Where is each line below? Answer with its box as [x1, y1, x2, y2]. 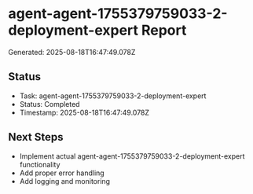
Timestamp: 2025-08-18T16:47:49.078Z [19, 108, 150, 117]
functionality [19, 159, 60, 169]
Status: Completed [19, 99, 80, 108]
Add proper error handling [19, 168, 104, 178]
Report [141, 21, 187, 39]
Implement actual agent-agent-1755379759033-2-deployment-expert [19, 151, 245, 161]
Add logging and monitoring [19, 176, 111, 185]
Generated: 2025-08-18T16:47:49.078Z [8, 47, 136, 57]
